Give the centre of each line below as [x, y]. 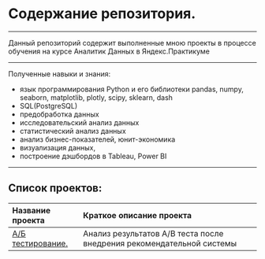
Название [32, 210]
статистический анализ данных [73, 131]
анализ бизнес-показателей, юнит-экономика [97, 139]
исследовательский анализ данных [79, 122]
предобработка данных [60, 114]
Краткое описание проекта [137, 215]
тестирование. [40, 243]
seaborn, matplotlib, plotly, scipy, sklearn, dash [96, 97]
